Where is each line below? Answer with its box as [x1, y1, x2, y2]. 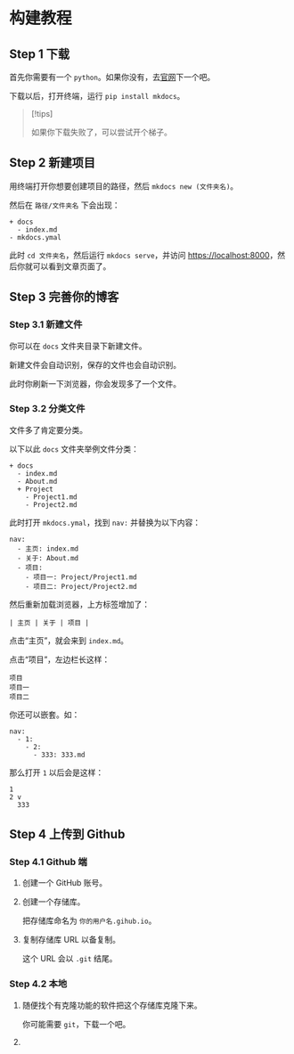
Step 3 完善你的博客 [9, 290, 119, 305]
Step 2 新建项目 [9, 155, 96, 170]
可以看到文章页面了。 [32, 260, 111, 272]
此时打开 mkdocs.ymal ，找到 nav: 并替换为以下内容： [9, 517, 201, 527]
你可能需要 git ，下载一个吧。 [21, 1018, 131, 1029]
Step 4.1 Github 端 [9, 856, 87, 869]
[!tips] [30, 109, 53, 118]
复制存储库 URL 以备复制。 [21, 935, 121, 945]
